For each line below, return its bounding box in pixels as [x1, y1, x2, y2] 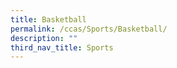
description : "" [10, 33, 78, 43]
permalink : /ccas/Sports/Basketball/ [10, 24, 168, 34]
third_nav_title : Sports [10, 42, 114, 53]
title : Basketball [10, 14, 87, 25]
